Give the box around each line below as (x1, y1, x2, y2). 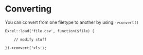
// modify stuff (14, 37, 47, 42)
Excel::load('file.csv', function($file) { (5, 28, 95, 33)
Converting (5, 3, 52, 14)
